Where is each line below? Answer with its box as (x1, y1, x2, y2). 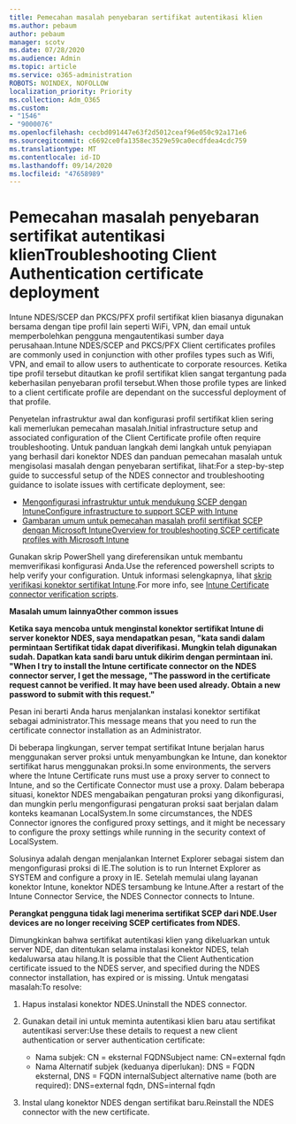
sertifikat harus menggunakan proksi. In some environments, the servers (9, 761, 271, 772)
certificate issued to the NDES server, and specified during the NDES (9, 963, 261, 974)
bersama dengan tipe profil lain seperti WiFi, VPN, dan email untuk (9, 321, 251, 332)
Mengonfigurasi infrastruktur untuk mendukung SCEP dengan (21, 497, 247, 507)
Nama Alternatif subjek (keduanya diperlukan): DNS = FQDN (34, 1061, 255, 1072)
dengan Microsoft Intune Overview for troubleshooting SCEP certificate (21, 525, 280, 535)
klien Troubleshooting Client (9, 245, 217, 266)
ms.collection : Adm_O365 (9, 95, 101, 104)
